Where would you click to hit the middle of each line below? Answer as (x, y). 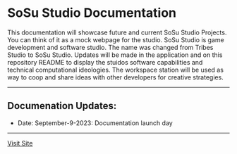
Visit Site (20, 143)
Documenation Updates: (62, 106)
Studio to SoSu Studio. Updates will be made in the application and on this (115, 55)
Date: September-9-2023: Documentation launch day (95, 123)
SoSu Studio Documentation (92, 13)
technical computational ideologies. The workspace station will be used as (116, 70)
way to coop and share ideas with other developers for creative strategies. (115, 77)
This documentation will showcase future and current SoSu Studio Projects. (117, 32)
